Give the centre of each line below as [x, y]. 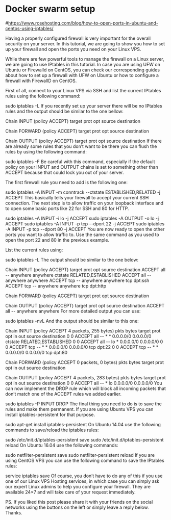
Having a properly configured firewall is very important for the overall [78, 38]
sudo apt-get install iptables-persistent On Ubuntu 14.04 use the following [83, 424]
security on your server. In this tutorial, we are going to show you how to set [85, 43]
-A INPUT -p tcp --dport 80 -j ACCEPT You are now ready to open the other [85, 229]
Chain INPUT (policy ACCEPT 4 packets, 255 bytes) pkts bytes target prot [83, 331]
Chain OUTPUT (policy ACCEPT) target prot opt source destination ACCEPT [85, 305]
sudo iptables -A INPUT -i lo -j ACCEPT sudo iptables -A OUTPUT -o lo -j [82, 218]
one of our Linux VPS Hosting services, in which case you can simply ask [82, 481]
